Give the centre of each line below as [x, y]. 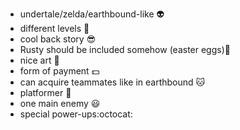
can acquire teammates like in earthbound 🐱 [112, 82]
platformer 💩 [45, 92]
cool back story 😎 [58, 39]
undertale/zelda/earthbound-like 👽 [92, 14]
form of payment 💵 [59, 71]
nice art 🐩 [39, 60]
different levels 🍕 [54, 28]
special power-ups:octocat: [76, 114]
